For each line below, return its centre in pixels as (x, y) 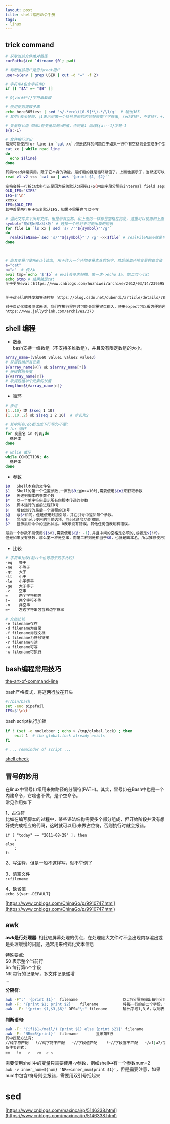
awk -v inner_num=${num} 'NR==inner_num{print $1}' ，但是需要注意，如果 (83, 1069)
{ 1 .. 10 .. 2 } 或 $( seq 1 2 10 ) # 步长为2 (47, 415)
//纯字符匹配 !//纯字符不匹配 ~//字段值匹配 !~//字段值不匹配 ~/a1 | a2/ (84, 1043)
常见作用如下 (18, 802)
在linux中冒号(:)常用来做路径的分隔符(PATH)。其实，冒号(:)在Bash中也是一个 (85, 789)
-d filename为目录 (24, 628)
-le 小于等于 (20, 582)
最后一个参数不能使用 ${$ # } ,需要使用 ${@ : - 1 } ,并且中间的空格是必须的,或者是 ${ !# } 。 (84, 533)
